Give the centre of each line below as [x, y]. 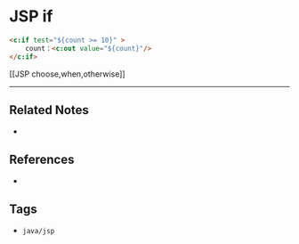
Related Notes [49, 110]
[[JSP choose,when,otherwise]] [68, 74]
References [42, 159]
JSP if [31, 16]
